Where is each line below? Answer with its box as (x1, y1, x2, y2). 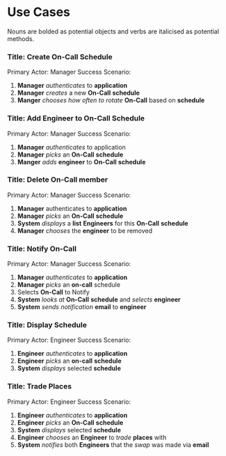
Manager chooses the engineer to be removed (17, 226, 153, 235)
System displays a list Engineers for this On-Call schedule (17, 219, 189, 227)
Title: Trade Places (7, 382, 72, 391)
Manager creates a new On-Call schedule (17, 88, 140, 97)
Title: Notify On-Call (7, 244, 76, 253)
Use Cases (7, 4, 71, 20)
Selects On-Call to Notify (17, 288, 90, 297)
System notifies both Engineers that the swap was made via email (17, 440, 209, 449)
